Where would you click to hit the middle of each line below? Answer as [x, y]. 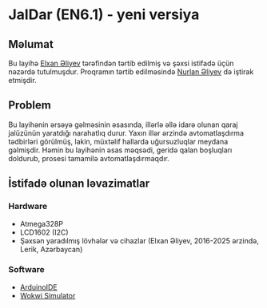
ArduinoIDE [38, 287]
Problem [30, 105]
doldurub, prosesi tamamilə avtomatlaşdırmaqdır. [89, 158]
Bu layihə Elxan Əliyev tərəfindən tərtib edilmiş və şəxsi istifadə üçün [121, 63]
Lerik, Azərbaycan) [51, 249]
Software [27, 270]
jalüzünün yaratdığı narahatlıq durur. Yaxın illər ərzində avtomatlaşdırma [126, 132]
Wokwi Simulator [48, 295]
